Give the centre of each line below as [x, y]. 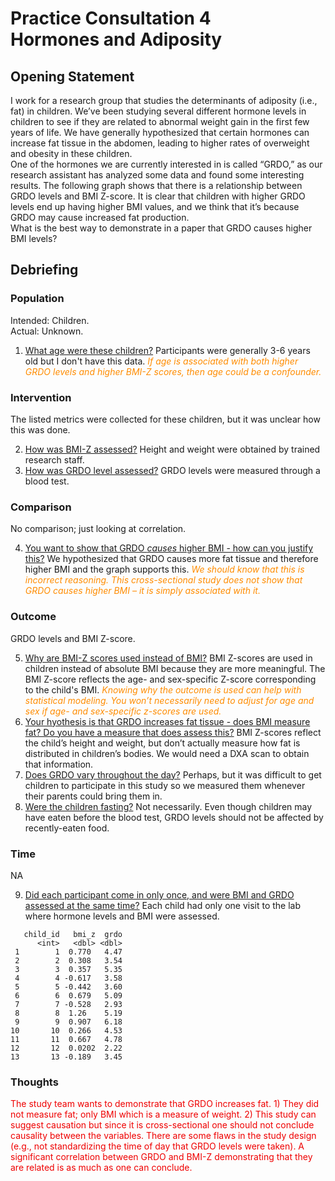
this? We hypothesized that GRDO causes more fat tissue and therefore [171, 559]
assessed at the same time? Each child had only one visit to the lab [163, 905]
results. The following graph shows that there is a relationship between [156, 185]
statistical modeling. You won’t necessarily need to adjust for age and [169, 700]
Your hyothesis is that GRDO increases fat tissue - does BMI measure [167, 721]
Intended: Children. [50, 320]
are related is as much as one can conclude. [101, 1168]
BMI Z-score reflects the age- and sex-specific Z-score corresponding [170, 679]
